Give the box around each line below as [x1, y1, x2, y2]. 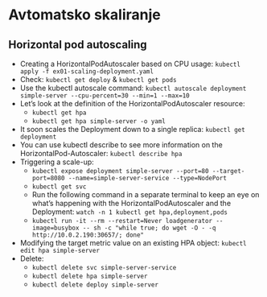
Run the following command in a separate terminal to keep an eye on [31, 190, 260, 199]
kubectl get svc [31, 183, 87, 191]
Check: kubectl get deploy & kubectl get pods [19, 75, 177, 84]
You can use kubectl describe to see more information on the [19, 140, 223, 150]
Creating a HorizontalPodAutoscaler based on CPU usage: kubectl [19, 59, 241, 68]
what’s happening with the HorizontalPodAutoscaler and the [31, 199, 232, 208]
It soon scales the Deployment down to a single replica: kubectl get [19, 125, 245, 134]
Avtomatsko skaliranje [8, 6, 161, 24]
